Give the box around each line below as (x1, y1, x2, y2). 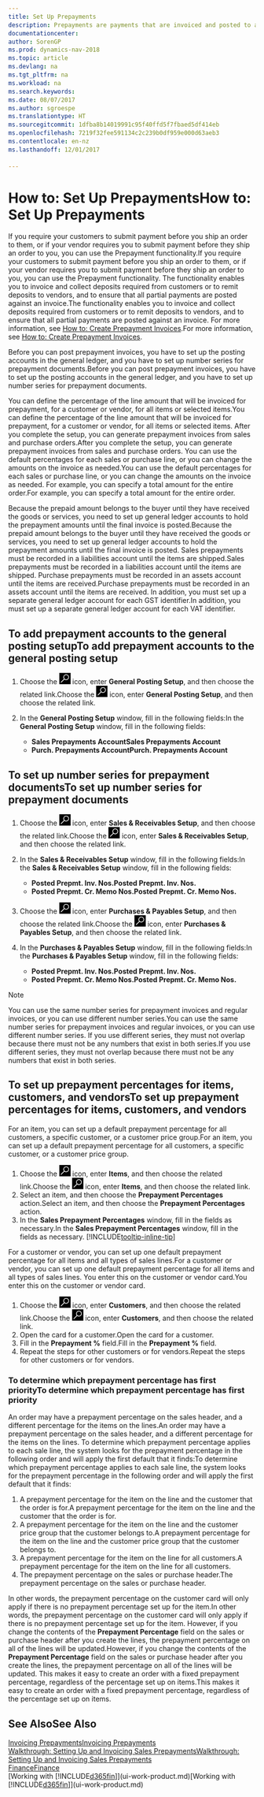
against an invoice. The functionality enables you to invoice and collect (8, 299, 236, 308)
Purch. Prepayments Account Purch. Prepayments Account (31, 746, 228, 755)
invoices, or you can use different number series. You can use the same (8, 1014, 238, 1024)
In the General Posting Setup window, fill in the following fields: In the (19, 713, 244, 723)
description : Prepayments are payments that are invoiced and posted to (8, 20, 251, 29)
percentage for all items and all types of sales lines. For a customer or (8, 1256, 233, 1265)
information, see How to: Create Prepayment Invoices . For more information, (8, 324, 254, 333)
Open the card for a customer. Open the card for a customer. (19, 1330, 214, 1339)
